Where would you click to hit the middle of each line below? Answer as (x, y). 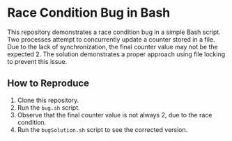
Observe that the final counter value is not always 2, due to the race (115, 115)
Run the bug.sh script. (48, 107)
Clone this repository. (48, 100)
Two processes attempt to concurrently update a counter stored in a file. (111, 39)
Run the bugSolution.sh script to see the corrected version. (102, 129)
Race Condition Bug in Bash (89, 13)
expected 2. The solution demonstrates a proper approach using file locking (116, 54)
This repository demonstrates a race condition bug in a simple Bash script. (114, 32)
